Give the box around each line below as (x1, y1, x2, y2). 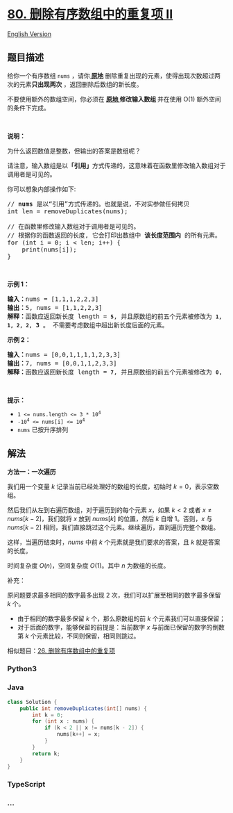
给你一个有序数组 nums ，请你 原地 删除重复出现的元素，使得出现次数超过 (7, 71, 215, 80)
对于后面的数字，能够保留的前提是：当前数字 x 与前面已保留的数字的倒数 (17, 623, 225, 631)
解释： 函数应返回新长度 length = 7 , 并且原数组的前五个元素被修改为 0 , (7, 368, 223, 376)
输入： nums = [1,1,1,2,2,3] (7, 295, 99, 303)
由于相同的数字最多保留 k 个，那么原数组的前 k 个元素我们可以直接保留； (17, 614, 225, 623)
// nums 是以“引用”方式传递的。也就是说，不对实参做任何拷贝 (7, 199, 190, 208)
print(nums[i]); (21, 245, 78, 254)
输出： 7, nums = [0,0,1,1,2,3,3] (7, 359, 117, 367)
